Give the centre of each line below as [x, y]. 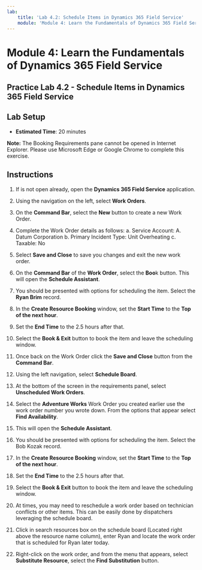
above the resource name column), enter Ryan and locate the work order [105, 536]
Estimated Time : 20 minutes [51, 131]
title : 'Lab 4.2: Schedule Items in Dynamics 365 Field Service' [101, 17]
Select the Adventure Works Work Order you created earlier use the [100, 404]
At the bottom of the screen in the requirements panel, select [91, 386]
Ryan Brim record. [38, 297]
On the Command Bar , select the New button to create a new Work [99, 212]
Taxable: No [30, 243]
